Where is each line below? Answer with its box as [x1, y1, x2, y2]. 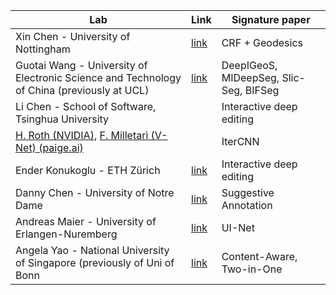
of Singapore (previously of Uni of [15, 256, 175, 269]
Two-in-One [221, 262, 283, 276]
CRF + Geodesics [221, 36, 303, 49]
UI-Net [221, 221, 255, 234]
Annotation [221, 199, 273, 212]
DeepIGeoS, [221, 59, 278, 72]
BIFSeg [244, 84, 280, 97]
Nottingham [15, 42, 71, 56]
